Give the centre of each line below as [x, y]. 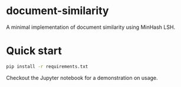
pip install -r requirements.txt [47, 66]
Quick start [34, 51]
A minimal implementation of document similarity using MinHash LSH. [91, 27]
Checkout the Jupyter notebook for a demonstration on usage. [82, 78]
